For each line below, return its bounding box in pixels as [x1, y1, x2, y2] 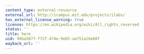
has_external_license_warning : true [5, 17, 84, 22]
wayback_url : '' [5, 41, 40, 46]
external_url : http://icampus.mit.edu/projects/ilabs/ [5, 12, 125, 17]
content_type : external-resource [5, 7, 77, 13]
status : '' [5, 27, 29, 32]
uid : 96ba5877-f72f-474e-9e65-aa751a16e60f [5, 37, 100, 42]
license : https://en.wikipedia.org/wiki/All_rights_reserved [5, 22, 139, 27]
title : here [5, 31, 31, 37]
